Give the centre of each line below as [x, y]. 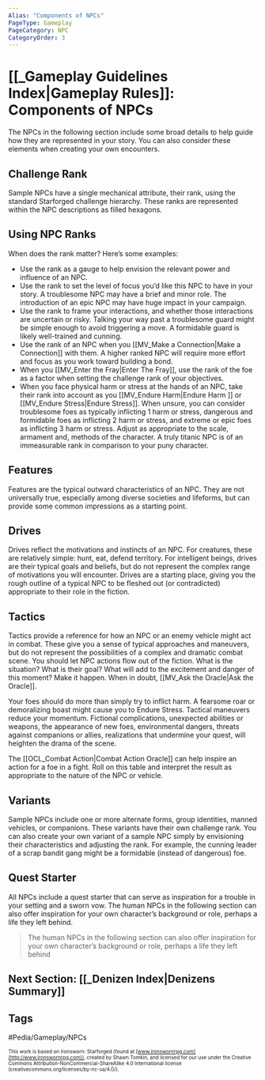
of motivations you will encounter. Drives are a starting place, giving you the [132, 575]
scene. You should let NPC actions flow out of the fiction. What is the [121, 661]
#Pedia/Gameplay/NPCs [47, 1037]
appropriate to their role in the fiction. [69, 592]
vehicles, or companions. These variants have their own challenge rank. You [132, 828]
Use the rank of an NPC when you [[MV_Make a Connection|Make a [130, 344]
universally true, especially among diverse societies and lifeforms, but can [129, 497]
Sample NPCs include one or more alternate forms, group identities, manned [132, 820]
